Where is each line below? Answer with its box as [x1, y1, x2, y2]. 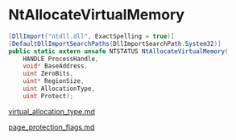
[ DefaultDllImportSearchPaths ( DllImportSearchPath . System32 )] [8, 39, 222, 47]
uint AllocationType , [23, 84, 95, 93]
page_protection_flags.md [8, 122, 95, 132]
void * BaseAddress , [23, 62, 89, 70]
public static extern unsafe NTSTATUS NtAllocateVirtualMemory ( [8, 47, 229, 56]
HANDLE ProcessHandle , [23, 55, 99, 63]
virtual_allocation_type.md [8, 106, 95, 116]
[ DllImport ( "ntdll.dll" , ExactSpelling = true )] [8, 32, 175, 40]
